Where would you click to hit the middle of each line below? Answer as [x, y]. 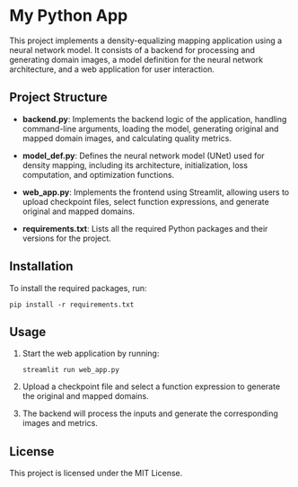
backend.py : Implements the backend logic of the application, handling [154, 119]
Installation [41, 266]
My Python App [69, 16]
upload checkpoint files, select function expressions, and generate [145, 201]
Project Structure [58, 97]
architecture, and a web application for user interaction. [112, 69]
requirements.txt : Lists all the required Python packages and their [145, 228]
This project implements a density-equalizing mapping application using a [146, 40]
